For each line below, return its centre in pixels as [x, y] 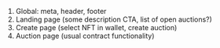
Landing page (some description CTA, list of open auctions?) [114, 19]
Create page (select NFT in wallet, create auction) [96, 27]
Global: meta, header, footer [61, 11]
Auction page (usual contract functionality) [85, 36]
